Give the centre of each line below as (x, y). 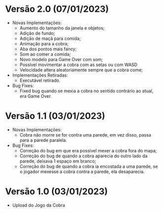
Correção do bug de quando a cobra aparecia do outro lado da (83, 156)
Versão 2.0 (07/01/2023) (57, 9)
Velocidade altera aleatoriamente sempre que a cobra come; (81, 70)
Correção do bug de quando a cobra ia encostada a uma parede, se (89, 166)
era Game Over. (36, 96)
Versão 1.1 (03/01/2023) (55, 116)
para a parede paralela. (43, 140)
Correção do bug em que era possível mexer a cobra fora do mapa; (88, 150)
